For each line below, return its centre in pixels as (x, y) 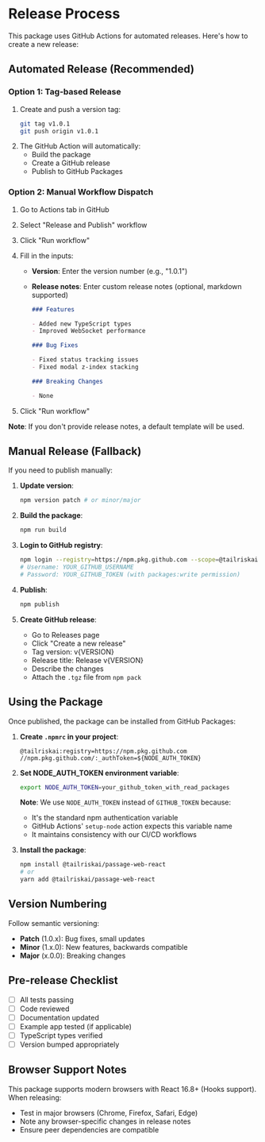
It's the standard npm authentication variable (105, 818)
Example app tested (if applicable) (76, 1026)
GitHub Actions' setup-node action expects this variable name (132, 826)
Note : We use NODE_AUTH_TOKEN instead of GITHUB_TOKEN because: (125, 802)
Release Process (64, 14)
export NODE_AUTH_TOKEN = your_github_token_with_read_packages (125, 787)
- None (42, 395)
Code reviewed (44, 1009)
